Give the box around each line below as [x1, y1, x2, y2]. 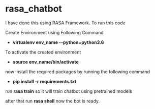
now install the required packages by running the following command [5, 69, 150, 75]
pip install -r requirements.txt [12, 78, 77, 84]
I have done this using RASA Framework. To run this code [5, 20, 126, 26]
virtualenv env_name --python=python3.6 [12, 39, 104, 45]
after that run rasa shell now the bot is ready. [5, 98, 100, 104]
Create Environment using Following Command [5, 29, 104, 35]
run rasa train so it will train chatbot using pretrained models [5, 88, 132, 94]
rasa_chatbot [5, 3, 63, 15]
